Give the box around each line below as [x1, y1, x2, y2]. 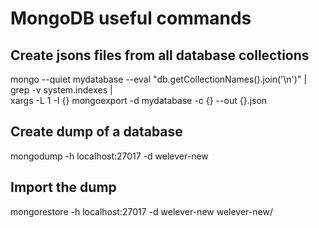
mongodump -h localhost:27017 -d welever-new [10, 150, 209, 162]
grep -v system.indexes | [10, 84, 113, 96]
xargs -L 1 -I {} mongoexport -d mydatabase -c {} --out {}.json [10, 95, 268, 106]
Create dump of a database [10, 123, 183, 141]
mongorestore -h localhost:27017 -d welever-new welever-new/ [10, 205, 273, 217]
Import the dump [10, 179, 117, 196]
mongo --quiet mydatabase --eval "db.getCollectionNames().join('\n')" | [10, 73, 308, 85]
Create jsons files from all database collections [10, 47, 310, 64]
